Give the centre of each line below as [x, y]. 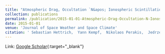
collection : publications [31, 14]
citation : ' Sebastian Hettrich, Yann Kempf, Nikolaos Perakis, [74, 32]
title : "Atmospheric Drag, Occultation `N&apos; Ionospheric [69, 10]
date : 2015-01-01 [23, 23]
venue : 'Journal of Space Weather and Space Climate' [61, 28]
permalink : [16, 19]
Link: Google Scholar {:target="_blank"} [45, 46]
